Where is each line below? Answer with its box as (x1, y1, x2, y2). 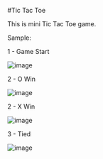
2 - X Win (7, 102, 36, 111)
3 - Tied (7, 130, 31, 138)
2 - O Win (7, 75, 36, 83)
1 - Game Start (7, 48, 50, 55)
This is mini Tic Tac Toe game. (7, 20, 97, 28)
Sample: (7, 33, 32, 42)
